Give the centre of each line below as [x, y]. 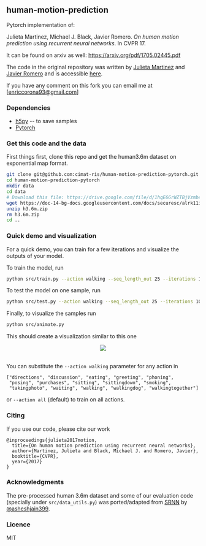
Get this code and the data [47, 143]
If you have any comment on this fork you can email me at [79, 85]
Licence [18, 525]
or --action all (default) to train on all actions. [66, 400]
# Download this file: [35, 197]
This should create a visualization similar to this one [71, 336]
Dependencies [29, 108]
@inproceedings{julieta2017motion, [52, 440]
